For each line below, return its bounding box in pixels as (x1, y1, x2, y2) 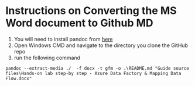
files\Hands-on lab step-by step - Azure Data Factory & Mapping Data (5, 70, 182, 76)
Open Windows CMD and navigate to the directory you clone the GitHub (13, 42, 189, 49)
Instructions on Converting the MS (5, 4, 177, 17)
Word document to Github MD (5, 16, 153, 30)
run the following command (13, 54, 80, 61)
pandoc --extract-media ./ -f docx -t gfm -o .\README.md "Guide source (5, 65, 190, 71)
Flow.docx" (5, 76, 32, 81)
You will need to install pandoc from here (13, 35, 113, 42)
